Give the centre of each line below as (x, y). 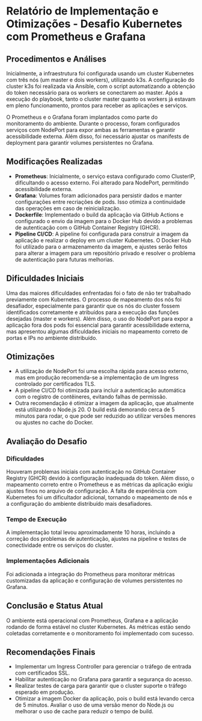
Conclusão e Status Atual (55, 606)
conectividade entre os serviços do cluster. (60, 545)
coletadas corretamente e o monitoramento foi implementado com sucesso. (100, 633)
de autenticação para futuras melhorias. (64, 259)
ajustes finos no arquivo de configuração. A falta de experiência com (92, 491)
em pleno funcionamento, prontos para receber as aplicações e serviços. (97, 105)
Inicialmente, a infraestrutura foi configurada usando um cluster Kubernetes (100, 73)
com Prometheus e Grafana (76, 37)
